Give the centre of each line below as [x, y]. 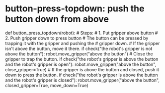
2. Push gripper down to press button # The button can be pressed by [77, 38]
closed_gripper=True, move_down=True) [47, 85]
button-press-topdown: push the [75, 9]
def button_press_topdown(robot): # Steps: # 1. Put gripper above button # [82, 33]
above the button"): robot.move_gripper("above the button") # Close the [79, 54]
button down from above [57, 19]
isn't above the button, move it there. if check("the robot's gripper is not [79, 48]
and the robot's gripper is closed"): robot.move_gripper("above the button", [82, 80]
